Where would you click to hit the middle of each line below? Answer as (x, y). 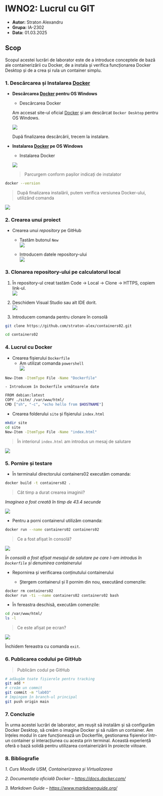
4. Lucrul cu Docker (29, 347)
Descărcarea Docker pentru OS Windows (55, 94)
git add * (15, 683)
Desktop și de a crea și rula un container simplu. (53, 70)
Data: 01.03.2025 (30, 32)
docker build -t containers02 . (38, 483)
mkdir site (16, 423)
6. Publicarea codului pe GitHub (43, 659)
